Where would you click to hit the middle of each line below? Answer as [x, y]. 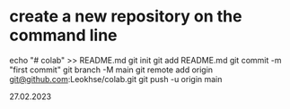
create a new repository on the [126, 17]
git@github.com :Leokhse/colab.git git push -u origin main [116, 79]
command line [64, 35]
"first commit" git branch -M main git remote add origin [111, 70]
